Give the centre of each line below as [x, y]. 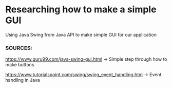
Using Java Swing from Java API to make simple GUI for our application [81, 34]
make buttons [20, 65]
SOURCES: [19, 48]
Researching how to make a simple [81, 10]
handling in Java [23, 80]
